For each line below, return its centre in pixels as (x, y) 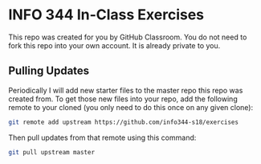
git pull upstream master (51, 152)
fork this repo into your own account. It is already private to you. (114, 45)
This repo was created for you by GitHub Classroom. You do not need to (128, 37)
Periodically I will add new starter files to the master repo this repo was (126, 90)
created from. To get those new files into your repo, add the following (123, 99)
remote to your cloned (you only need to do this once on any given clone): (131, 107)
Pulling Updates (49, 71)
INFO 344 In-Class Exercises (106, 15)
